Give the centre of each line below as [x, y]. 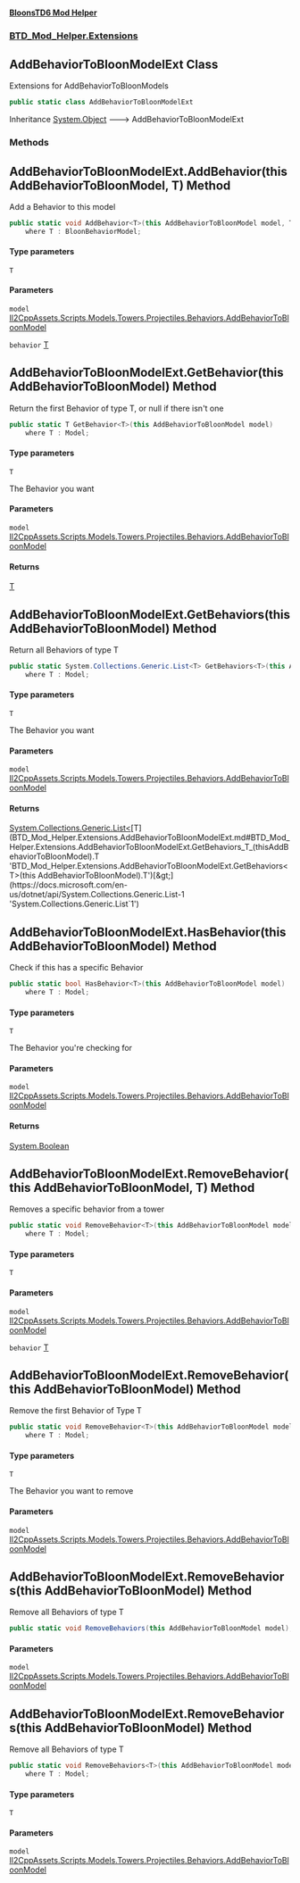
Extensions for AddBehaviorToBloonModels [89, 86]
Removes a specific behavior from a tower [87, 1209]
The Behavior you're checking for [71, 1048]
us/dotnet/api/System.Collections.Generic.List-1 [97, 895]
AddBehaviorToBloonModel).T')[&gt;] [105, 876]
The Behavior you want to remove [71, 1491]
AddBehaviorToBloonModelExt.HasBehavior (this [148, 932]
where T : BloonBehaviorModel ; [83, 231]
